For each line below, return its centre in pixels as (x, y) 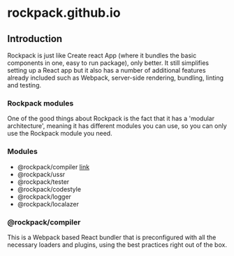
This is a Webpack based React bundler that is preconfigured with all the (112, 237)
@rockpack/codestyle (49, 189)
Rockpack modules (41, 103)
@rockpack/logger (44, 197)
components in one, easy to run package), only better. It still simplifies (108, 63)
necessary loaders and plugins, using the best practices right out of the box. (117, 244)
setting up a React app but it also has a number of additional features (107, 70)
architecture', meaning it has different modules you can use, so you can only (117, 126)
